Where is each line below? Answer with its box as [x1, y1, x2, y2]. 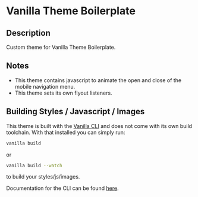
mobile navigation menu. [14, 83, 76, 90]
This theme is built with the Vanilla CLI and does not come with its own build [6, 122, 192, 129]
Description [6, 28, 51, 38]
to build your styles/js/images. [6, 173, 80, 180]
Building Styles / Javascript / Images [6, 107, 145, 117]
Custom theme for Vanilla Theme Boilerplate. [6, 43, 116, 51]
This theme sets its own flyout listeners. [14, 89, 112, 96]
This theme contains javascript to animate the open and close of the [14, 76, 182, 84]
